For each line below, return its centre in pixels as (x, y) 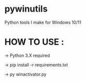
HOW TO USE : (34, 42)
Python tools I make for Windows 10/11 (43, 22)
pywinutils (26, 9)
